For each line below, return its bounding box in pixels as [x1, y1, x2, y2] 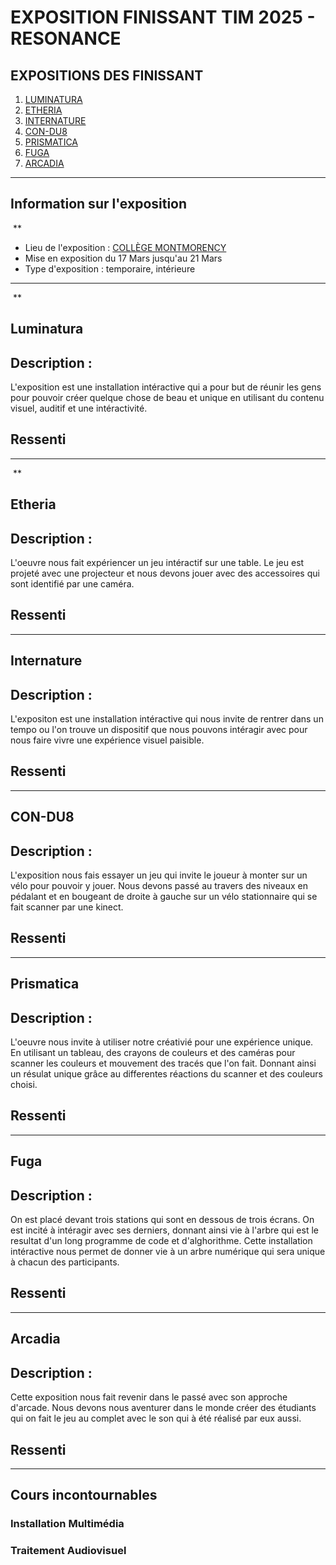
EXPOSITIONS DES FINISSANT [10, 67, 204, 84]
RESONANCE [10, 27, 122, 50]
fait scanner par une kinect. [10, 901, 124, 913]
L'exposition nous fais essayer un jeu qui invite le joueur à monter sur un [10, 869, 308, 881]
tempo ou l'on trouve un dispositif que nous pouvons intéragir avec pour [10, 724, 308, 736]
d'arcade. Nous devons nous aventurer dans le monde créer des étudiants [10, 1402, 317, 1414]
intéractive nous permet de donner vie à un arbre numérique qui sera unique [10, 1246, 326, 1258]
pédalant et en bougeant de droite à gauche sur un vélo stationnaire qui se [10, 891, 318, 903]
